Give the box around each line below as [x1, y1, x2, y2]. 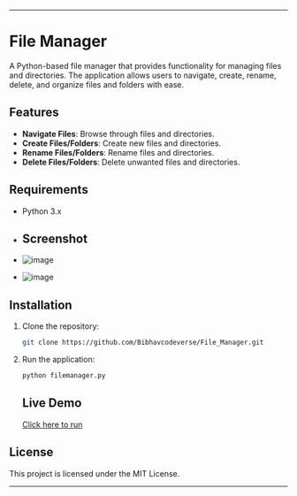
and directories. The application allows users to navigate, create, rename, [9, 70, 277, 80]
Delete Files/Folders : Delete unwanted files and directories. [21, 156, 240, 167]
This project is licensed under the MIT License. [9, 468, 180, 478]
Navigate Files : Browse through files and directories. [21, 128, 215, 139]
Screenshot [21, 231, 88, 246]
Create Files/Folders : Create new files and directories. [21, 138, 222, 149]
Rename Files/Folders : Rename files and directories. [21, 147, 215, 157]
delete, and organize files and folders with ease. [9, 79, 185, 89]
